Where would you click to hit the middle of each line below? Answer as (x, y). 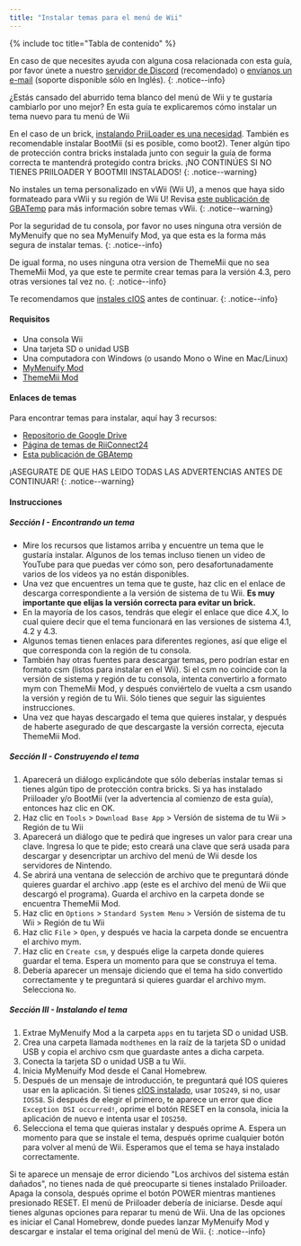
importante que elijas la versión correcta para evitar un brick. (139, 602)
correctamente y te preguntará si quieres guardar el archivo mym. (144, 979)
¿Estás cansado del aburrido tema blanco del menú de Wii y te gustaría (141, 97)
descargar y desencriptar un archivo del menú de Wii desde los (140, 855)
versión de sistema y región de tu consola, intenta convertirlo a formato (155, 678)
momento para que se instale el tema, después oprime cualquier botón (153, 1137)
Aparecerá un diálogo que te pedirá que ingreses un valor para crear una (157, 836)
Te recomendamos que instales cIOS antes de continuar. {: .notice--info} (144, 298)
